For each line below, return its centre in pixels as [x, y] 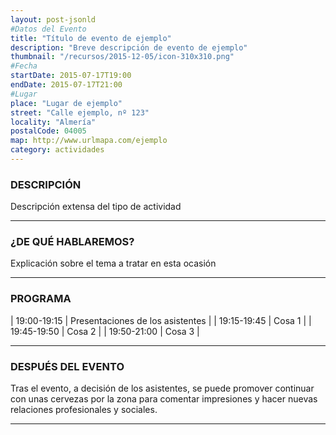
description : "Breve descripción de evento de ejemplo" [129, 47]
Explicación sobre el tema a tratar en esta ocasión [113, 263]
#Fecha [24, 66]
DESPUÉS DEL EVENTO [67, 366]
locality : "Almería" [53, 122]
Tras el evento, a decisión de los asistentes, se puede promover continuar [162, 388]
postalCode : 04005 [48, 131]
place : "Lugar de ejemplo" [66, 103]
